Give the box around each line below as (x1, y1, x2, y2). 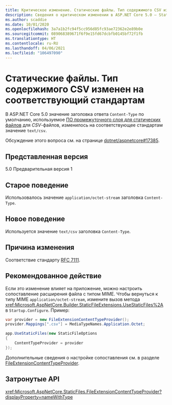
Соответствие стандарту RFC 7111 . (5, 257, 80, 263)
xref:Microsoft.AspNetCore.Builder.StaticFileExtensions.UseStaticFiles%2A (5, 301, 164, 308)
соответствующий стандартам (5, 94, 145, 106)
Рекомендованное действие (5, 272, 102, 280)
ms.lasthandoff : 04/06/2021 (5, 46, 66, 51)
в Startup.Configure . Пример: (5, 307, 70, 313)
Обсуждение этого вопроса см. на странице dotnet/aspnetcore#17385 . (5, 137, 160, 144)
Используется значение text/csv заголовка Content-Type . (5, 228, 131, 234)
